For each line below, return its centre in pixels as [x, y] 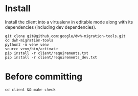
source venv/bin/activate [31, 49]
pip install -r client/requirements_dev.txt [51, 57]
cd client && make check [30, 90]
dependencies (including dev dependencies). [51, 27]
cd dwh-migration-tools [29, 40]
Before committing [44, 77]
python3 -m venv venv [27, 44]
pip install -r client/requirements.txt [47, 53]
